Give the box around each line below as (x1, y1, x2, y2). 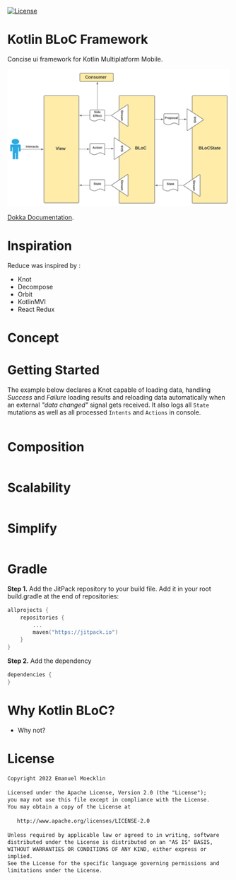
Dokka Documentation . (7, 213, 74, 222)
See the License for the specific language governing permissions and (7, 859, 220, 867)
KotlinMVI (17, 297, 46, 306)
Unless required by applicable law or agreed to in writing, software (7, 831, 220, 838)
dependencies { (7, 671, 52, 678)
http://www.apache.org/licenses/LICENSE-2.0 (16, 817, 151, 824)
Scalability (7, 480, 71, 496)
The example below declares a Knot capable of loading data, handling (7, 386, 211, 394)
